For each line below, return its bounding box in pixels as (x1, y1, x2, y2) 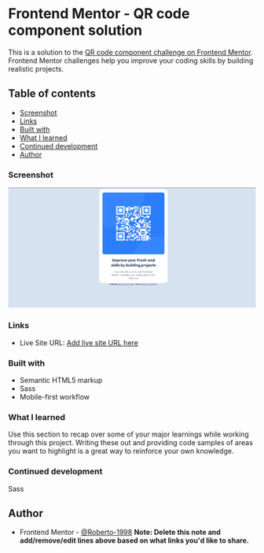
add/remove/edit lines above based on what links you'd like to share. (19, 536, 249, 545)
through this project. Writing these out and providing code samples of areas (8, 438, 254, 448)
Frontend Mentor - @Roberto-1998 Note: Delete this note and (19, 528, 222, 537)
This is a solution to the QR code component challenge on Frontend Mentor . (8, 47, 253, 57)
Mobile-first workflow (19, 393, 90, 401)
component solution (8, 21, 143, 39)
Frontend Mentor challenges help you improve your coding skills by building (8, 56, 254, 65)
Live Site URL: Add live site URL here (19, 337, 139, 347)
